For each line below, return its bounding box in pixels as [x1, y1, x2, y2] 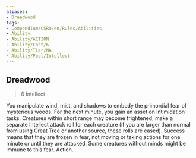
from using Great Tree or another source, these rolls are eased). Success [6, 127, 185, 134]
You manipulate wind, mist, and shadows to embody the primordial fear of [6, 102, 187, 109]
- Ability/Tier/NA [6, 48, 52, 53]
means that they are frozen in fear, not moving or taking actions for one [6, 134, 181, 141]
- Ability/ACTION [6, 36, 49, 42]
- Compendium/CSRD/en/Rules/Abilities [6, 25, 102, 31]
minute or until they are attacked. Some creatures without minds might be [6, 140, 186, 147]
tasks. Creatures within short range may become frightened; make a [6, 115, 173, 122]
